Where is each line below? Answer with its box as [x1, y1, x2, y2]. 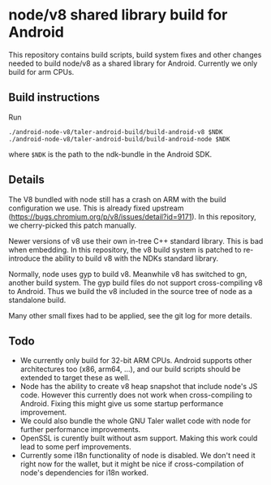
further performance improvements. [19, 425, 141, 435]
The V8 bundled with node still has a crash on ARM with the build [8, 194, 227, 204]
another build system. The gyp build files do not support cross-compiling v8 [8, 278, 264, 288]
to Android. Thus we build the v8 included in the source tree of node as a [8, 286, 253, 296]
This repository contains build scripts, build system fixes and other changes [8, 50, 262, 59]
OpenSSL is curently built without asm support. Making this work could [19, 433, 258, 444]
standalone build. [8, 295, 67, 305]
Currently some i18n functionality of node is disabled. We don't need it [19, 451, 256, 461]
